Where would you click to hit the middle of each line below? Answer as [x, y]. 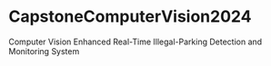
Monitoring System [44, 51]
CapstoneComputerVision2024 [130, 17]
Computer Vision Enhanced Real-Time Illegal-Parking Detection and [135, 42]
